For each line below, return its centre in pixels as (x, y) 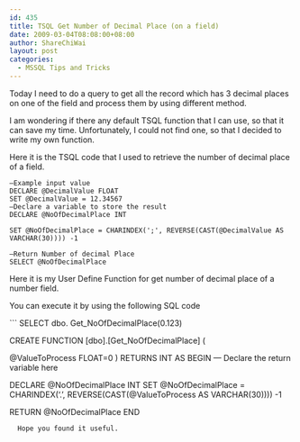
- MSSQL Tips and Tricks (64, 68)
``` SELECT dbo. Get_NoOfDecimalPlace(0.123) (96, 323)
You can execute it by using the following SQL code (105, 305)
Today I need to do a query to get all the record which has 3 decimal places (150, 93)
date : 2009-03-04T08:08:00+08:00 (72, 34)
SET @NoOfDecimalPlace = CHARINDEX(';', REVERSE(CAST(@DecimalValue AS (146, 230)
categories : (32, 59)
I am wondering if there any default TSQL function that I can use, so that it (147, 120)
